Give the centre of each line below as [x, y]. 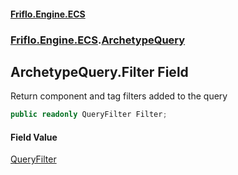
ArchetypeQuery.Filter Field [99, 71]
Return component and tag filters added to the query [119, 96]
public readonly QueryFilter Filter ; [89, 115]
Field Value [34, 137]
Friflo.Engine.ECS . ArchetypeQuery [98, 40]
